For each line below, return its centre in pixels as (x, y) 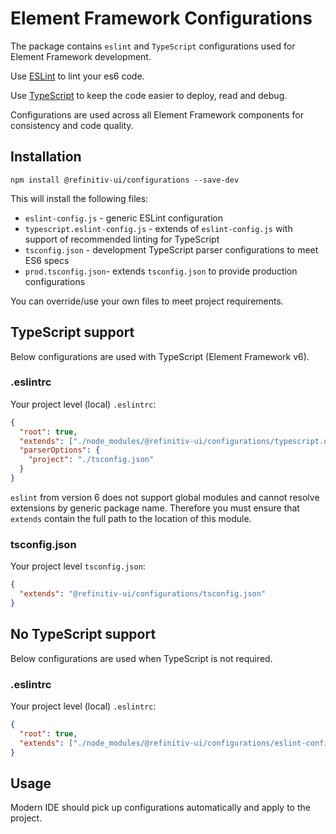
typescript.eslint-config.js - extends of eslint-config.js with (158, 228)
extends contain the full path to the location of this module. (131, 518)
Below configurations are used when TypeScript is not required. (141, 658)
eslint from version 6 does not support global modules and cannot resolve (165, 497)
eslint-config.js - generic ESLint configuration (123, 218)
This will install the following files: (79, 198)
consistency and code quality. (72, 125)
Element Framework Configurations (161, 18)
